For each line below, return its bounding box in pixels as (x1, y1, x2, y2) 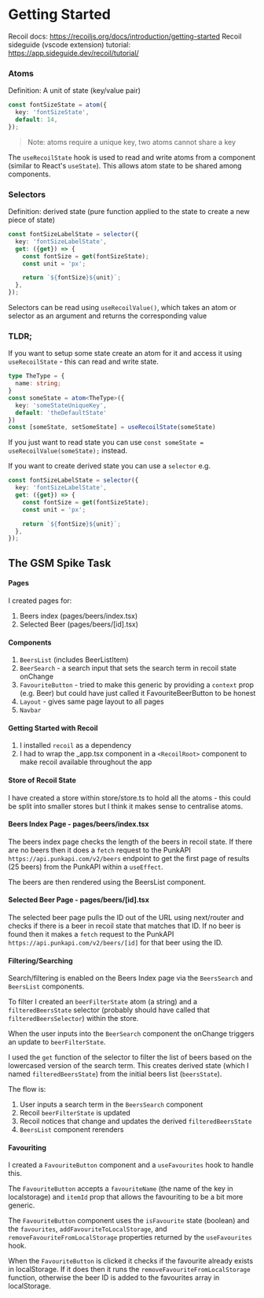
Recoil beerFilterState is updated (19, 1108, 131, 1118)
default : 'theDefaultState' (15, 409, 108, 416)
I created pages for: (8, 596, 72, 605)
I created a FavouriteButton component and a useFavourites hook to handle (8, 1160, 254, 1170)
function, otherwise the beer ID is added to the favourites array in (8, 1273, 220, 1282)
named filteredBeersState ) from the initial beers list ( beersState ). (8, 1069, 222, 1079)
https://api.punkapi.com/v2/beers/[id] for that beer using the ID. (8, 937, 223, 947)
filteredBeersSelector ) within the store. (8, 1014, 139, 1023)
